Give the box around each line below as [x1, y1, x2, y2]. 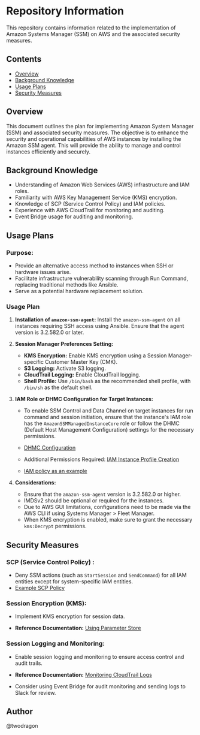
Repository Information [6, 4, 125, 18]
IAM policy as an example [23, 468, 87, 475]
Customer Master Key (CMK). [44, 359, 118, 366]
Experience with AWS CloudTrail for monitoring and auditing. [14, 207, 165, 214]
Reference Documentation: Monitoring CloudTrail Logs [14, 671, 153, 678]
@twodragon [6, 722, 38, 730]
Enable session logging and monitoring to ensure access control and [14, 653, 184, 660]
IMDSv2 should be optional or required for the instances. [23, 497, 164, 504]
